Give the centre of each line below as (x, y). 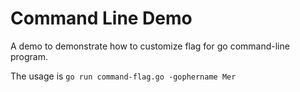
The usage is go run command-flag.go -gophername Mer (123, 76)
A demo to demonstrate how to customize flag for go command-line (150, 46)
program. (29, 56)
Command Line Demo (101, 18)
